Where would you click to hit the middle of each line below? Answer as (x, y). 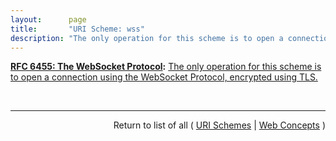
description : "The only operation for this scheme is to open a (147, 38)
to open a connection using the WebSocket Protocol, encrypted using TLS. (164, 77)
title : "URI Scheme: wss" (77, 29)
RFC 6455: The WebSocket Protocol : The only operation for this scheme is (166, 67)
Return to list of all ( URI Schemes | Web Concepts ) (219, 125)
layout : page (48, 19)
